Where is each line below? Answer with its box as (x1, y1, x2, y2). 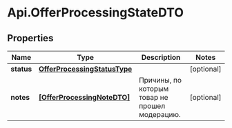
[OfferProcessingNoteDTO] (38, 93, 130, 102)
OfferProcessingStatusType (38, 64, 133, 74)
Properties (7, 32, 54, 44)
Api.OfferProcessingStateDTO (7, 5, 184, 21)
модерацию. (139, 110, 181, 119)
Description (141, 53, 181, 62)
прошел (139, 101, 166, 111)
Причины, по (139, 76, 182, 85)
